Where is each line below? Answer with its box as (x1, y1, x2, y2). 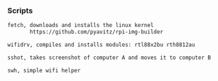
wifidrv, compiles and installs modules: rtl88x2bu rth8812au (7, 41, 195, 48)
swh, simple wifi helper (7, 67, 81, 74)
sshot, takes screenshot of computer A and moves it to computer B (7, 54, 212, 61)
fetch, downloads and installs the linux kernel (7, 22, 154, 29)
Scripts (7, 6, 33, 16)
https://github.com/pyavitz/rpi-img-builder (29, 28, 163, 36)
